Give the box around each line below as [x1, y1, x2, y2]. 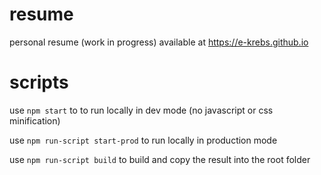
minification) [9, 114, 61, 127]
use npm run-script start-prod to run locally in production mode [9, 134, 278, 146]
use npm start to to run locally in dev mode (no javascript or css [9, 104, 274, 116]
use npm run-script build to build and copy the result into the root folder [9, 153, 311, 165]
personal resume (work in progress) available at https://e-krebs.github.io [9, 36, 309, 48]
